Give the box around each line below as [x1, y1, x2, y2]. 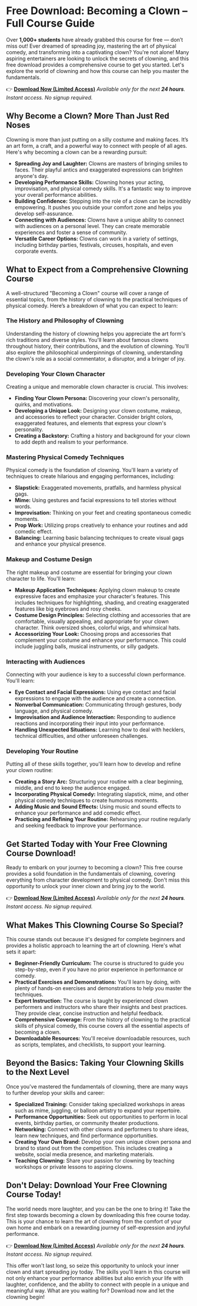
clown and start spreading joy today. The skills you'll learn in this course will [6, 1268, 190, 1275]
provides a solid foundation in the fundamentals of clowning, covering [6, 870, 175, 878]
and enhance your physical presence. [14, 540, 106, 548]
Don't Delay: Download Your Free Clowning [6, 1180, 168, 1190]
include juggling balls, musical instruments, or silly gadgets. [14, 642, 159, 649]
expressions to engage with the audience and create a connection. [14, 695, 176, 702]
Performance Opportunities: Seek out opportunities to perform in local [14, 1113, 188, 1120]
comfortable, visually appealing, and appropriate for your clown [14, 618, 169, 625]
